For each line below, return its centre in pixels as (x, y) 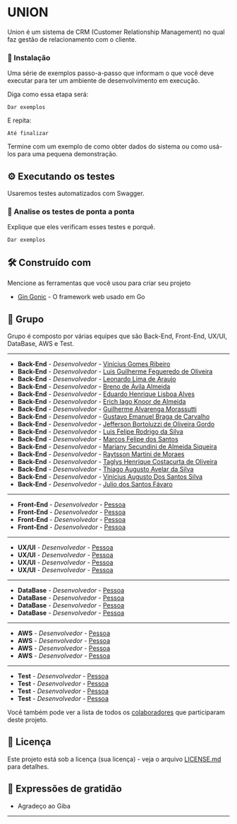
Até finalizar (28, 134)
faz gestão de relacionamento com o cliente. (72, 39)
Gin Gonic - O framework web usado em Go (81, 297)
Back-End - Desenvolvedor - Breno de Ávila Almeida (94, 386)
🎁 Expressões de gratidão (65, 789)
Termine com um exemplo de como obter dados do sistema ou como (108, 146)
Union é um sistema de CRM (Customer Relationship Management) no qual (116, 32)
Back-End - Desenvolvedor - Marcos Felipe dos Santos (98, 439)
